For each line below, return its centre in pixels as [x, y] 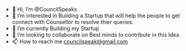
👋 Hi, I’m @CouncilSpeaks [45, 9]
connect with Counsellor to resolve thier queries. [73, 22]
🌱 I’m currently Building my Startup [55, 28]
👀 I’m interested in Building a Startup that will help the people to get [96, 16]
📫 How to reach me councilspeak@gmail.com [70, 41]
